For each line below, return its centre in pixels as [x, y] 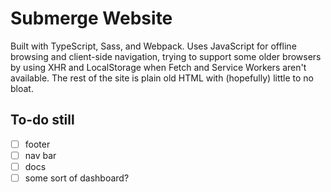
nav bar [40, 155]
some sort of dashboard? [77, 178]
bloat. [22, 88]
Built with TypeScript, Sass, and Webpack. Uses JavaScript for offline [153, 46]
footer [37, 144]
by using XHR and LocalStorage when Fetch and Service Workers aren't [158, 67]
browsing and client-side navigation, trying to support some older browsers [166, 56]
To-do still [42, 120]
